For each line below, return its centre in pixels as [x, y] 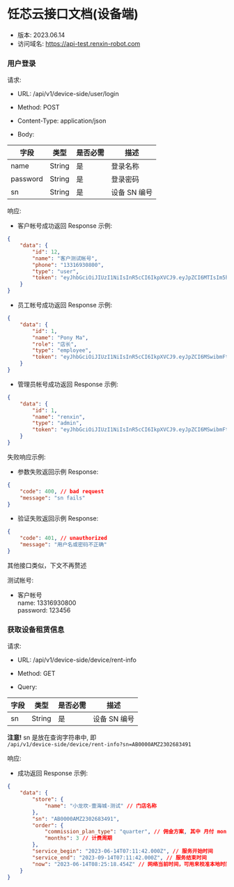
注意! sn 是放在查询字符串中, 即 [52, 738]
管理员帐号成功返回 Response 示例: [68, 384]
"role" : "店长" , [55, 344]
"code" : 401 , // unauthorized [64, 538]
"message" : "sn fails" [53, 498]
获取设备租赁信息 [36, 629]
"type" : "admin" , [57, 423]
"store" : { [48, 800]
